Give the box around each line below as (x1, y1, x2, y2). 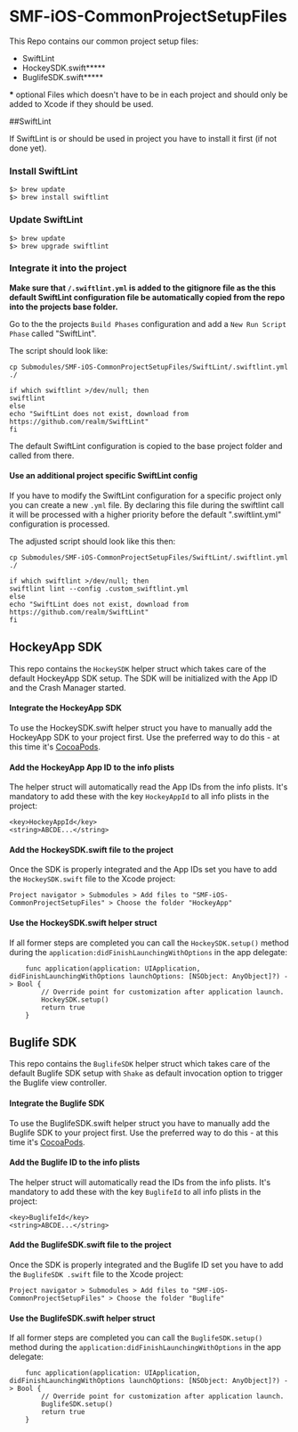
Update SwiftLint (9, 214, 84, 226)
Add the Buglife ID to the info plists (9, 1157, 141, 1168)
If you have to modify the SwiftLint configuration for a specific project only (9, 490, 282, 501)
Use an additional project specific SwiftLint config (9, 471, 198, 481)
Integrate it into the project (9, 262, 127, 274)
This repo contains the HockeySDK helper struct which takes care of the (9, 663, 267, 674)
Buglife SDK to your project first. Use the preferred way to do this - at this (9, 1127, 278, 1138)
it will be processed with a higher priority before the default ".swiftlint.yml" (9, 510, 282, 520)
